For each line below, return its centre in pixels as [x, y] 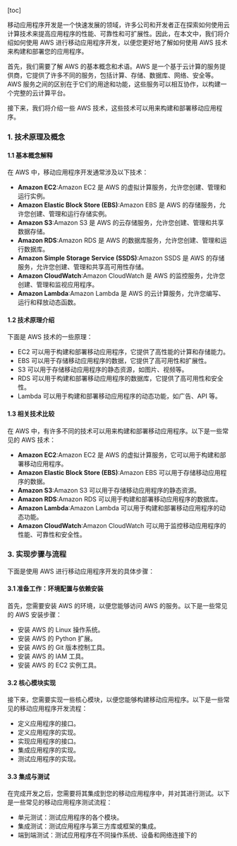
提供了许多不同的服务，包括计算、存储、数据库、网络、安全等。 [124, 75]
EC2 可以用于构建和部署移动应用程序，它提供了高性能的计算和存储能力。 [123, 352]
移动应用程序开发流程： [54, 709]
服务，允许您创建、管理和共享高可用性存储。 [83, 267]
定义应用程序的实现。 [48, 733]
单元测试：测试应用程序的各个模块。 [70, 818]
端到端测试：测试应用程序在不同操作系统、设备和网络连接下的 [107, 835]
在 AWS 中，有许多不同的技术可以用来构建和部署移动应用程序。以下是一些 [115, 430]
